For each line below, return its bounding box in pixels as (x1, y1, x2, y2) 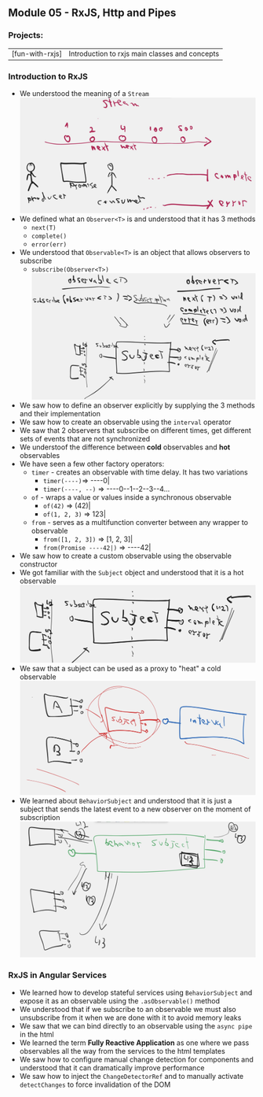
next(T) (31, 223, 57, 231)
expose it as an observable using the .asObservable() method (19, 995, 221, 1006)
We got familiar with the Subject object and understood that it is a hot (19, 568, 244, 578)
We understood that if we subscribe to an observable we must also (19, 1004, 237, 1014)
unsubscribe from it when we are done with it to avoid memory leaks (19, 1013, 242, 1022)
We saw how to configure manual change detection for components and (19, 1055, 254, 1064)
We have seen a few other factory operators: (19, 460, 165, 469)
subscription (19, 812, 60, 822)
